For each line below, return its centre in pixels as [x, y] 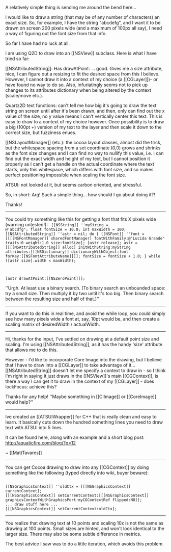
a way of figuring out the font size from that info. [56, 33]
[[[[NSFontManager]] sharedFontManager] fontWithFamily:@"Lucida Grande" [85, 239]
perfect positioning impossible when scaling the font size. [66, 175]
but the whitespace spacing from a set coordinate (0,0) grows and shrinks [83, 148]
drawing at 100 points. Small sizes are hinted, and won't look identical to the [85, 529]
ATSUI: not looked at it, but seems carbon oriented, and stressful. [74, 185]
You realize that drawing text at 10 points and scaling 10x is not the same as [84, 523]
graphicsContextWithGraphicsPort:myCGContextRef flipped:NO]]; [74, 500]
